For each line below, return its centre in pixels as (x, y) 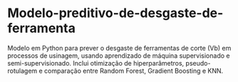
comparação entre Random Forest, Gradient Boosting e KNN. (134, 71)
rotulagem (22, 71)
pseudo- (198, 63)
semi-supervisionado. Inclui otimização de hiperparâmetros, (96, 63)
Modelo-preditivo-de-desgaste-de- (115, 13)
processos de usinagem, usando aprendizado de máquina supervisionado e (119, 56)
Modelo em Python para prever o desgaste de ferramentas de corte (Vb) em (119, 48)
